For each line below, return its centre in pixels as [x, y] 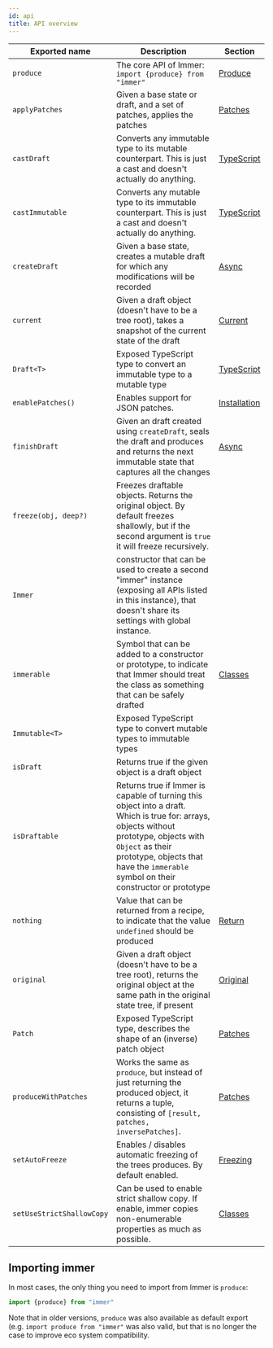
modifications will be [156, 276]
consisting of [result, [159, 1113]
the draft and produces [160, 441]
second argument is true [164, 536]
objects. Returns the [155, 495]
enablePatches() [44, 403]
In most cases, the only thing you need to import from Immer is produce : [128, 1288]
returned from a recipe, [160, 910]
